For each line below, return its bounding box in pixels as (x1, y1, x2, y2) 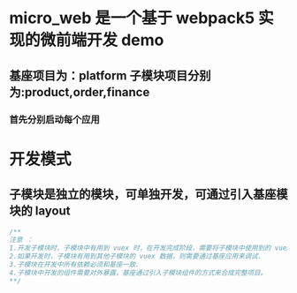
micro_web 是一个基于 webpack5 (9, 8, 255, 28)
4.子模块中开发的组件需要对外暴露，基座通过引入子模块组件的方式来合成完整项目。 (9, 268, 268, 277)
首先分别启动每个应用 (9, 113, 100, 125)
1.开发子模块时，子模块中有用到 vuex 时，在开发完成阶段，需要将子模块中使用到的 (9, 244, 271, 252)
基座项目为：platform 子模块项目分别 (9, 68, 211, 83)
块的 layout (9, 204, 71, 219)
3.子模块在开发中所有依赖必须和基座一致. (9, 260, 140, 269)
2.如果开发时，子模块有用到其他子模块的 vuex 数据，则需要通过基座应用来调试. (9, 252, 263, 261)
